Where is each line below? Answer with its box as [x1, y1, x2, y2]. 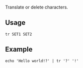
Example [5, 45, 33, 54]
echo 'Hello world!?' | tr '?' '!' [5, 58, 79, 64]
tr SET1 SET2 [5, 32, 32, 37]
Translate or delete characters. [5, 4, 68, 10]
